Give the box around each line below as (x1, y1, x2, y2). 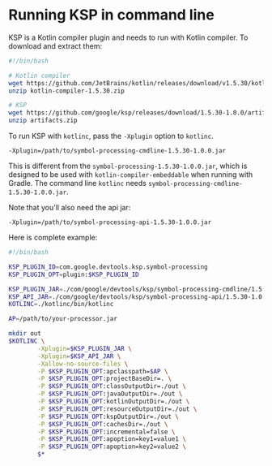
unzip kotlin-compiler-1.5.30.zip (8, 87, 125, 95)
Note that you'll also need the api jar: (8, 203, 131, 213)
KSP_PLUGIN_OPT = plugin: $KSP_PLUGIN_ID (8, 270, 139, 278)
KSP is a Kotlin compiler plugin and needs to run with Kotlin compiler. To (8, 32, 249, 42)
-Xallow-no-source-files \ (37, 360, 129, 368)
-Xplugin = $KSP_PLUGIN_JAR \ (37, 344, 132, 352)
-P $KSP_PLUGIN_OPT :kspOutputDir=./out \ (37, 412, 180, 421)
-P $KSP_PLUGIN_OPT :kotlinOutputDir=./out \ (37, 398, 190, 406)
